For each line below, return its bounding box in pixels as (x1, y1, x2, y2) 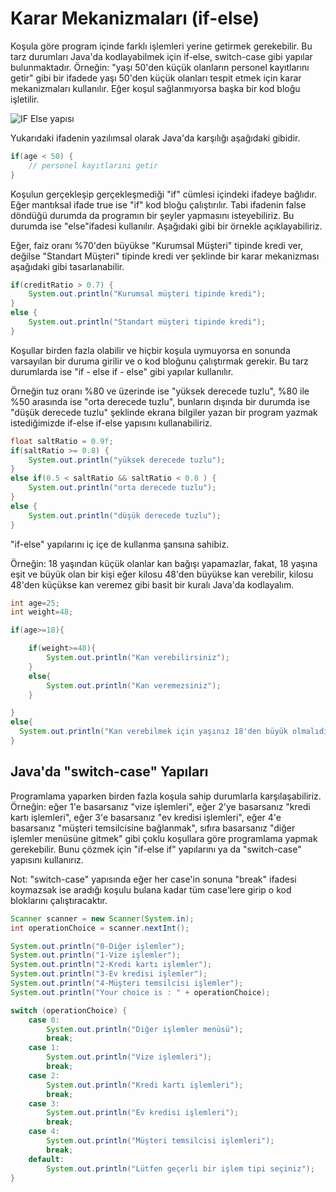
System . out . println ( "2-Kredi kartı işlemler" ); (10, 960, 213, 970)
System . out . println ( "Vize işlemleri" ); (46, 1052, 213, 1062)
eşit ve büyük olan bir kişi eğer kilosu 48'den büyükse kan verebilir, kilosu (10, 568, 314, 580)
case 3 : (28, 1098, 60, 1109)
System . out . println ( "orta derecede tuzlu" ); (28, 483, 217, 493)
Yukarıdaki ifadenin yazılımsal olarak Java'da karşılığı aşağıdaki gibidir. (10, 132, 301, 144)
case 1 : (28, 1043, 60, 1053)
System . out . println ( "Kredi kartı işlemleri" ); (46, 1080, 244, 1090)
